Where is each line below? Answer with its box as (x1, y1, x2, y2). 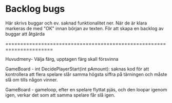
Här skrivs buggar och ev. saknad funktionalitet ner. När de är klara (5, 20, 147, 26)
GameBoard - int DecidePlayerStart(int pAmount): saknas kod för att (5, 66, 149, 72)
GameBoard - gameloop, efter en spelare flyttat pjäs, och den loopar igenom (5, 86, 167, 92)
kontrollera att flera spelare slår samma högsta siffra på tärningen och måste (5, 71, 167, 77)
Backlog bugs (5, 3, 65, 15)
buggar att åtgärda (5, 31, 45, 37)
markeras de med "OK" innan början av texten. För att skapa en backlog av (5, 25, 164, 31)
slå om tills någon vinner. (5, 76, 58, 83)
